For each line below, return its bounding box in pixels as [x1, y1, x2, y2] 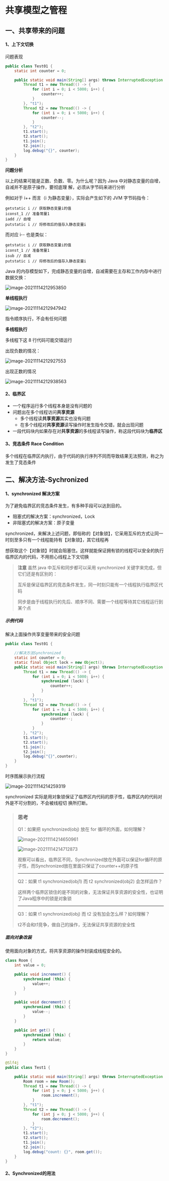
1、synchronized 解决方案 [5, 490, 60, 496]
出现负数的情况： [5, 348, 41, 354]
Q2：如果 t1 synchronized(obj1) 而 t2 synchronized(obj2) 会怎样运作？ [17, 878, 162, 885]
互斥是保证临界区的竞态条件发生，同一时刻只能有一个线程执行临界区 [17, 582, 159, 588]
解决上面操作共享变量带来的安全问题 [5, 631, 80, 638]
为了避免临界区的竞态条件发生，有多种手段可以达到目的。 [5, 503, 124, 509]
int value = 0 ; [14, 963, 46, 968]
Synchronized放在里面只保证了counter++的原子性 [35, 863, 139, 869]
